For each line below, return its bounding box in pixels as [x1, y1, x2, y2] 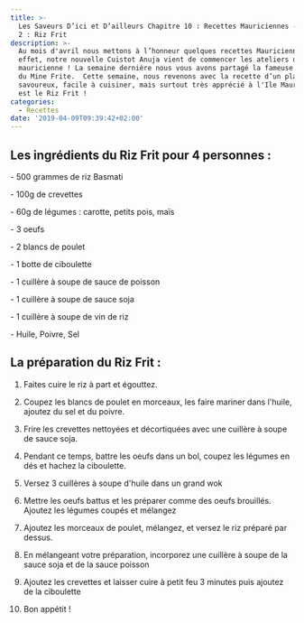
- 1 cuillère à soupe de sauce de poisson [10, 276, 161, 287]
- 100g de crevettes [10, 189, 84, 200]
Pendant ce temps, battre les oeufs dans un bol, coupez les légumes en [23, 451, 290, 461]
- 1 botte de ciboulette [10, 258, 93, 269]
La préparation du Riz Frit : [10, 355, 161, 370]
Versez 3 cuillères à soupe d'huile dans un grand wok [23, 478, 223, 488]
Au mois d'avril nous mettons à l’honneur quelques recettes [18, 47, 253, 56]
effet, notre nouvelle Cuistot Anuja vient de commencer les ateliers [18, 55, 290, 64]
